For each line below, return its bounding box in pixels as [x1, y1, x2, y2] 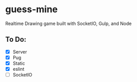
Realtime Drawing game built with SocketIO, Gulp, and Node [5, 20, 132, 26]
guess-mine [5, 4, 58, 15]
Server [12, 48, 27, 54]
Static [12, 60, 26, 66]
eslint [12, 66, 25, 72]
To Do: [5, 35, 27, 44]
